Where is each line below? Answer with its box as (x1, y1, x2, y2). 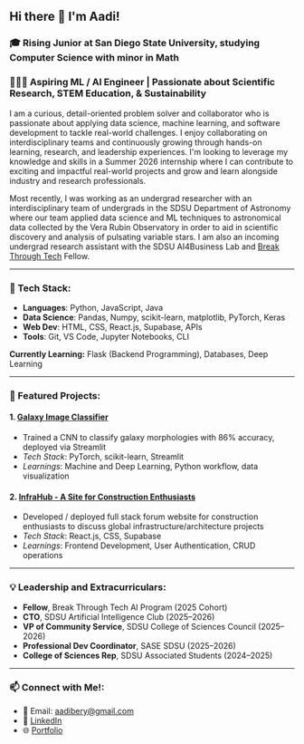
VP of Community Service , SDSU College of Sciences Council (22, 621, 256, 632)
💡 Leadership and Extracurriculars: (9, 581, 166, 594)
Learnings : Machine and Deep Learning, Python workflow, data (22, 461, 259, 472)
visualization (22, 470, 70, 481)
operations (22, 550, 63, 561)
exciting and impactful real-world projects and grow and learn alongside (9, 165, 279, 177)
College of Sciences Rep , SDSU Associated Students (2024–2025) (22, 650, 273, 661)
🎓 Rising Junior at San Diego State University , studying (9, 37, 261, 50)
